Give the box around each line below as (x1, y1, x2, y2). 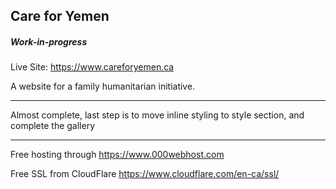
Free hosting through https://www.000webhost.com (10, 149, 225, 161)
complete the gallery (10, 120, 96, 132)
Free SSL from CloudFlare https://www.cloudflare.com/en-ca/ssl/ (10, 168, 280, 180)
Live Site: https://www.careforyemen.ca (10, 61, 175, 73)
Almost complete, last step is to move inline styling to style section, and (10, 109, 305, 121)
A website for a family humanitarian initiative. (10, 80, 196, 93)
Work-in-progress (10, 35, 88, 48)
